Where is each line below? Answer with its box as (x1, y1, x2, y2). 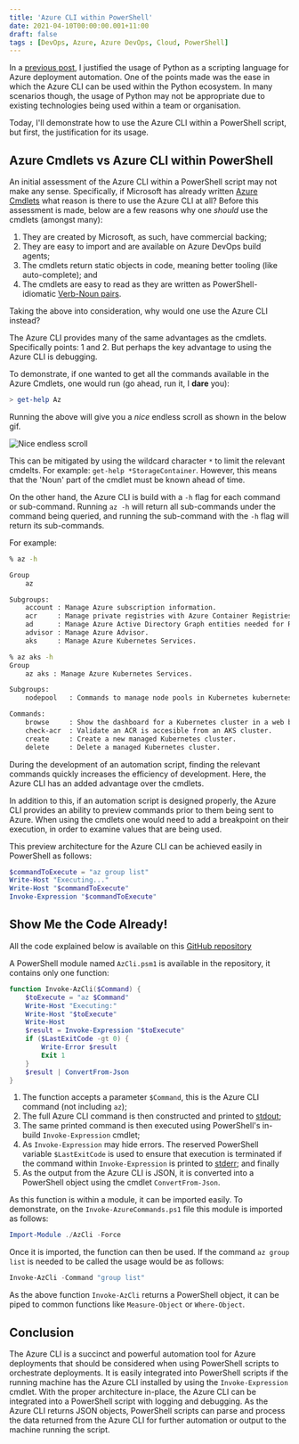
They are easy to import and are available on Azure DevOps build (21, 242, 262, 252)
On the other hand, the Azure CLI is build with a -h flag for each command (9, 491, 280, 502)
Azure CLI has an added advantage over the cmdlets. (9, 777, 205, 789)
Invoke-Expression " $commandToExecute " (9, 892, 158, 901)
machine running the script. (9, 1423, 110, 1435)
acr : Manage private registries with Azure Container (25, 611, 249, 620)
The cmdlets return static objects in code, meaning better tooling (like (21, 260, 279, 271)
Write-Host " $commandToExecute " (9, 884, 129, 893)
